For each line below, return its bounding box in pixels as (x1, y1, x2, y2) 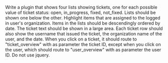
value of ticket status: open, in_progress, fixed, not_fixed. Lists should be (5, 9, 156, 15)
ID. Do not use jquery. (5, 52, 50, 58)
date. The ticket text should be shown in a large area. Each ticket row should (5, 25, 163, 31)
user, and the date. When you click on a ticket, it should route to (5, 36, 137, 42)
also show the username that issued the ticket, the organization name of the (5, 31, 162, 36)
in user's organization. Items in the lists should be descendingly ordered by (5, 20, 160, 26)
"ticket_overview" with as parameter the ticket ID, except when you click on (5, 41, 161, 47)
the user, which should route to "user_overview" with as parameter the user (5, 47, 161, 52)
